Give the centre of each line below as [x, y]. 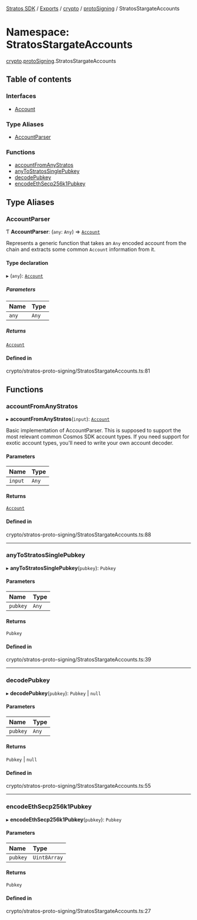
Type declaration [27, 263]
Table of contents [39, 80]
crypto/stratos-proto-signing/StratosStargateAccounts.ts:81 [78, 371]
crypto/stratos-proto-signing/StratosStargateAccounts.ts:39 [79, 660]
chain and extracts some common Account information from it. [81, 249]
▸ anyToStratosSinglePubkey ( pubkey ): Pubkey [61, 568]
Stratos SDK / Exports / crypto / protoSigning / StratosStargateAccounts [93, 9]
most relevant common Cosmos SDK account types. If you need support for [98, 437]
